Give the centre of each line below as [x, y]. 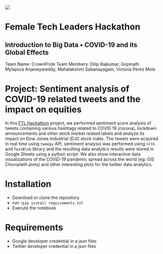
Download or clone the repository [45, 198]
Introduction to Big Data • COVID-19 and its [71, 45]
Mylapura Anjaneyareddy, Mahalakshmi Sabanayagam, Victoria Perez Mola [80, 69]
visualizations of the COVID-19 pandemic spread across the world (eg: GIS [80, 159]
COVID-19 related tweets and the [73, 99]
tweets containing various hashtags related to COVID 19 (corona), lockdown [81, 128]
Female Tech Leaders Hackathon [73, 27]
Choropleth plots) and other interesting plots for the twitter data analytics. [79, 164]
